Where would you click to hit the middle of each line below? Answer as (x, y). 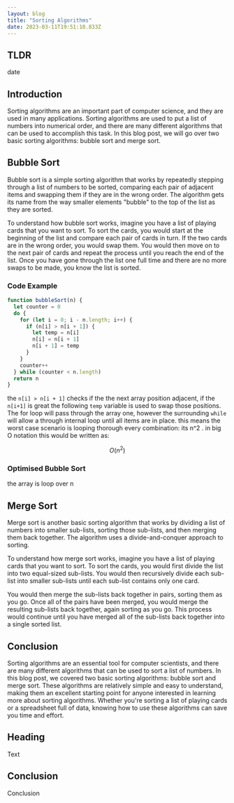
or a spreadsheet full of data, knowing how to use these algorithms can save (117, 708)
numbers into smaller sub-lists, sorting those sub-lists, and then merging (112, 530)
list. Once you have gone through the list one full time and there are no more (117, 260)
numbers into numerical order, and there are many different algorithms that (115, 126)
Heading (26, 737)
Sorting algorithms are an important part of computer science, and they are (115, 111)
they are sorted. (30, 209)
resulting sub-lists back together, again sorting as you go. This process (110, 610)
